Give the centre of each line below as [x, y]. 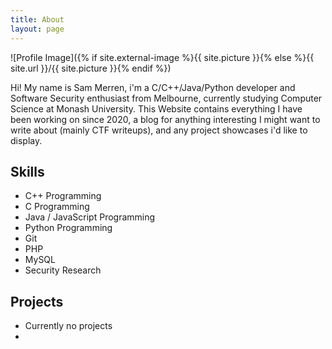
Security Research [63, 270]
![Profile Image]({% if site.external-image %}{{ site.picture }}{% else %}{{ [162, 57]
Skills [27, 171]
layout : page [37, 29]
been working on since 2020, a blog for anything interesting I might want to [165, 119]
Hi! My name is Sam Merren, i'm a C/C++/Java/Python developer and [153, 87]
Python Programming [68, 228]
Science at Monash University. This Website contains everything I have [156, 108]
